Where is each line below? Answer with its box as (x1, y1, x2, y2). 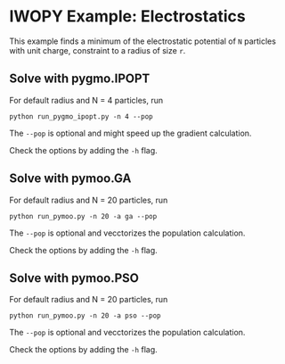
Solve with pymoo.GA (9, 171, 132, 186)
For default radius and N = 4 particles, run (9, 95, 164, 105)
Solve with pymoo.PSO (9, 270, 140, 285)
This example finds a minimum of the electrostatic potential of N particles (9, 36, 276, 46)
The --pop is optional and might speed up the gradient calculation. (9, 128, 252, 138)
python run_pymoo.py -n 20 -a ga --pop (9, 211, 158, 220)
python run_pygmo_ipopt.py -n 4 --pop (9, 112, 153, 121)
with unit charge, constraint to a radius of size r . (9, 45, 186, 55)
